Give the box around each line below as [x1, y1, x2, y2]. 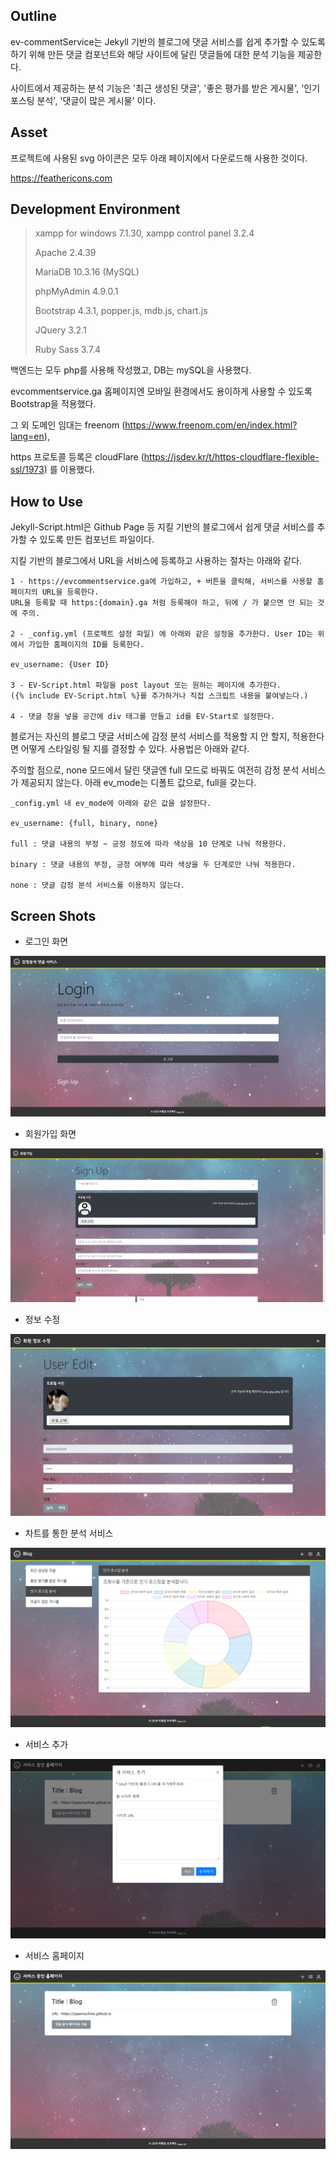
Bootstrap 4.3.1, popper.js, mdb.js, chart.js [34, 305, 208, 317]
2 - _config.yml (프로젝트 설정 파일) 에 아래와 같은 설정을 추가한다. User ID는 [10, 629, 314, 639]
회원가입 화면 [24, 1127, 77, 1139]
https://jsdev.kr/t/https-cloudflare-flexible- [143, 451, 320, 463]
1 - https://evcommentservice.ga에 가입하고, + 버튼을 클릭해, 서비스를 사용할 [10, 577, 313, 587]
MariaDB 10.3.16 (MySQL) [34, 266, 140, 278]
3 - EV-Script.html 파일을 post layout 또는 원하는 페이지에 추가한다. [10, 680, 282, 691]
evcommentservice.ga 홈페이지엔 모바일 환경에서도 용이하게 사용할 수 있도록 [10, 385, 313, 398]
